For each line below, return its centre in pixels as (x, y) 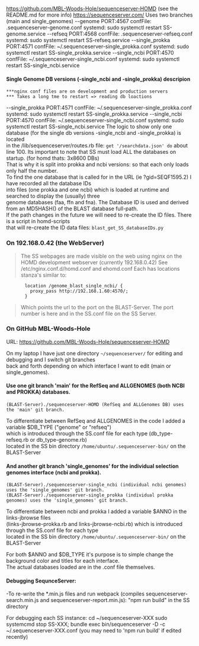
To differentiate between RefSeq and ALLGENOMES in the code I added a (96, 421)
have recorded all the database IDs (49, 183)
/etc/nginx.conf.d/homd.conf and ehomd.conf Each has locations (100, 268)
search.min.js (23, 600)
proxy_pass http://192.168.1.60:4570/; (79, 291)
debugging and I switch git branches (51, 359)
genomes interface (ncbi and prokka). (54, 472)
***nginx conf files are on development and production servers (87, 91)
